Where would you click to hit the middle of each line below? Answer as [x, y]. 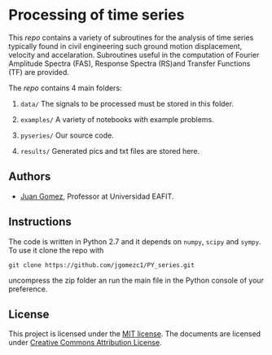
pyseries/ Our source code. [67, 135]
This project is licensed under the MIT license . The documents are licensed [135, 334]
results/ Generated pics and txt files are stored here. [110, 151]
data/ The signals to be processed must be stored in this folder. [127, 103]
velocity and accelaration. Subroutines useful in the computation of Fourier [134, 55]
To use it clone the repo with [56, 250]
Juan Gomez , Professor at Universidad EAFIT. [97, 196]
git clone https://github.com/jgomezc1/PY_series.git [102, 265]
